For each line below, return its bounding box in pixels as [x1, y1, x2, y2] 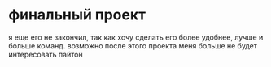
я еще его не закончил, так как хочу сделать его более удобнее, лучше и [8, 32, 264, 42]
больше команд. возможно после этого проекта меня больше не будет [8, 40, 258, 50]
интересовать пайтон [8, 49, 83, 59]
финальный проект [8, 6, 146, 24]
